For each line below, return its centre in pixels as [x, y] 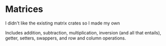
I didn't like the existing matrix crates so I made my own [63, 23]
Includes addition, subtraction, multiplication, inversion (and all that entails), [83, 32]
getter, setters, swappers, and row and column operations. [66, 38]
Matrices [24, 9]
